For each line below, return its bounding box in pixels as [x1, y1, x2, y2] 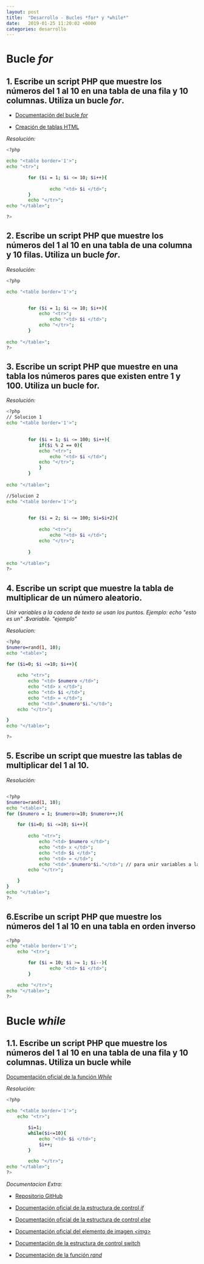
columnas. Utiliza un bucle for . [6, 95, 124, 105]
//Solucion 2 [6, 493, 39, 499]
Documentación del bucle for [15, 111, 88, 119]
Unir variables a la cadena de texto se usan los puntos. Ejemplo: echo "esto [6, 609, 197, 616]
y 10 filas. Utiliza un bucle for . [6, 250, 120, 260]
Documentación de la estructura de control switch [15, 1240, 141, 1247]
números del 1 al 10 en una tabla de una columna [6, 240, 192, 250]
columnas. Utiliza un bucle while [6, 1057, 132, 1068]
